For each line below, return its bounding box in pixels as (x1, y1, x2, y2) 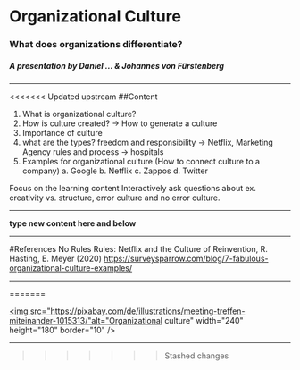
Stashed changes (164, 350, 229, 361)
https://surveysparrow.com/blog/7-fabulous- (104, 253, 269, 265)
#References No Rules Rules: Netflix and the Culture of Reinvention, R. (9, 244, 268, 255)
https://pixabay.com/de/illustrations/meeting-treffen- (50, 306, 246, 316)
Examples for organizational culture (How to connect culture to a (21, 156, 261, 167)
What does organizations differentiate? (9, 38, 183, 51)
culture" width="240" (164, 315, 244, 326)
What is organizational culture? (21, 109, 137, 120)
